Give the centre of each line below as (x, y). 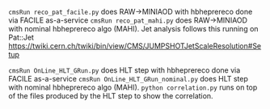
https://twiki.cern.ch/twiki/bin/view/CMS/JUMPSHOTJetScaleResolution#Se (135, 46)
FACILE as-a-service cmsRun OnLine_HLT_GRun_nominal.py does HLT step (128, 79)
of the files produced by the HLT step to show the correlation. (111, 96)
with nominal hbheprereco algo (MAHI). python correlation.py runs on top (133, 87)
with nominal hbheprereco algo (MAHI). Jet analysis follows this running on (133, 29)
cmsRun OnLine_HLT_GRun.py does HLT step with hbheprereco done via (124, 70)
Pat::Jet (21, 37)
